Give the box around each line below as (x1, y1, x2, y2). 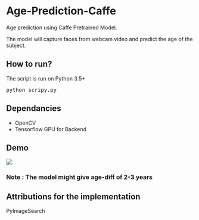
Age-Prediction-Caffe (6, 4, 116, 18)
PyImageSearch (6, 207, 45, 215)
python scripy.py (6, 86, 57, 93)
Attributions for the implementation (6, 191, 141, 202)
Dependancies (6, 103, 61, 114)
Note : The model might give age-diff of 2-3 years (6, 173, 153, 181)
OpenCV (14, 119, 36, 126)
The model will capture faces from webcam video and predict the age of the (6, 35, 193, 42)
